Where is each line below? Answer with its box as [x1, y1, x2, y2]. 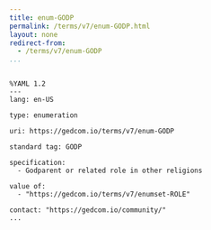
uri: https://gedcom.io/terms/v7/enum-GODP [9, 127, 175, 136]
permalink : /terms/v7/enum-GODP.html [9, 22, 151, 31]
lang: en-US [9, 96, 54, 105]
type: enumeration [9, 111, 78, 120]
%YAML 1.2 [9, 79, 47, 88]
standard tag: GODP [9, 143, 83, 152]
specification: [9, 159, 66, 168]
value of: [9, 182, 47, 191]
